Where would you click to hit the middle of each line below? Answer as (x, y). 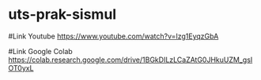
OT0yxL (21, 67)
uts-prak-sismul (62, 15)
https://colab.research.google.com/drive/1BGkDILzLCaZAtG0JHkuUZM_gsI (130, 60)
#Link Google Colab (40, 51)
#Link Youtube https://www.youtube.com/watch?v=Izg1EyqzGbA (113, 36)
